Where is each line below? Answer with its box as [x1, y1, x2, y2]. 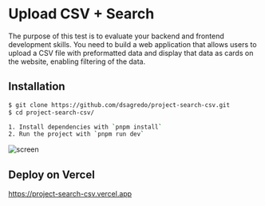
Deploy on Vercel [8, 168, 96, 181]
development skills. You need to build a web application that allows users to [8, 39, 257, 49]
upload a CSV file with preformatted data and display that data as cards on [8, 48, 254, 57]
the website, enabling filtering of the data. [8, 57, 146, 66]
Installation [8, 80, 65, 93]
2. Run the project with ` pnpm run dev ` [8, 130, 145, 138]
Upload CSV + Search [8, 5, 155, 23]
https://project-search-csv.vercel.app [8, 189, 132, 199]
